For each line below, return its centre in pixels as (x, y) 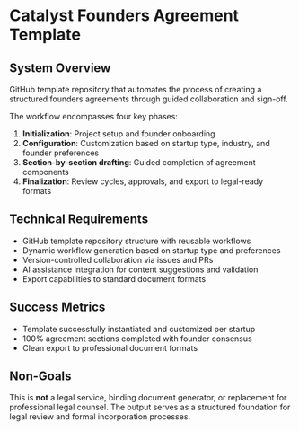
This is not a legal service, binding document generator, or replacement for (148, 398)
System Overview (60, 68)
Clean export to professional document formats (110, 347)
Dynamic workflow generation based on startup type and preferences (151, 250)
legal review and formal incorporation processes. (100, 417)
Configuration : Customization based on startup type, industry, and (146, 143)
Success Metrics (57, 308)
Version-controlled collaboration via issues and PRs (118, 259)
